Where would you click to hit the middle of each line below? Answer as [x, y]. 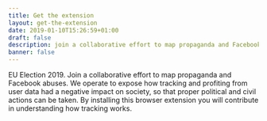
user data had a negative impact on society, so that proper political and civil [132, 91]
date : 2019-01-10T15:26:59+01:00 [64, 30]
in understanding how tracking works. [70, 108]
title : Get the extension [51, 15]
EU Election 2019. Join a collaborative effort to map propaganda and [120, 75]
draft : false [30, 38]
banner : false [32, 52]
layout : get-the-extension [53, 23]
